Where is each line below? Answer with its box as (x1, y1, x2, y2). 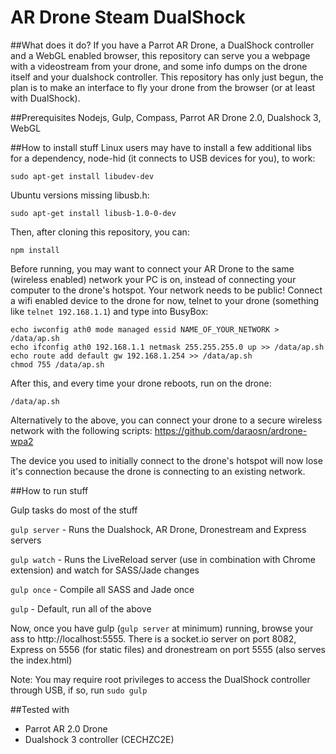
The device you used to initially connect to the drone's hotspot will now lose (10, 454, 323, 466)
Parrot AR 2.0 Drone (24, 722, 108, 735)
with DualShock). (10, 92, 81, 104)
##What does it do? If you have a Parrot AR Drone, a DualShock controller (10, 39, 315, 51)
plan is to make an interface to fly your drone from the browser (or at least (10, 81, 316, 93)
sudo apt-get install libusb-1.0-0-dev (10, 208, 177, 218)
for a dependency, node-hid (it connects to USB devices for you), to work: (10, 152, 316, 164)
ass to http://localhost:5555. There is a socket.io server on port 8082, (10, 632, 297, 645)
